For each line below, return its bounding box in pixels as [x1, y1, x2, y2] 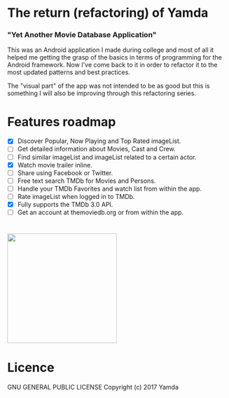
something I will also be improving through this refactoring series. [7, 89, 196, 97]
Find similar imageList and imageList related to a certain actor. [17, 153, 197, 161]
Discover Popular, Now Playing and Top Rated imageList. [17, 137, 181, 145]
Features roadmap [7, 114, 116, 130]
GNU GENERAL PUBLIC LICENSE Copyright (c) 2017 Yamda [7, 383, 179, 392]
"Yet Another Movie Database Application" [7, 30, 157, 40]
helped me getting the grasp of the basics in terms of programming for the [7, 53, 222, 62]
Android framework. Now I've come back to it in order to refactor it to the [7, 61, 218, 69]
